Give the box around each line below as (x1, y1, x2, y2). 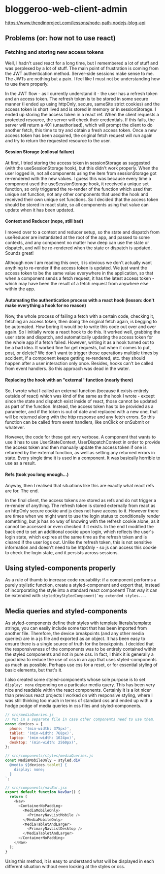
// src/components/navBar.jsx (5, 785, 67, 790)
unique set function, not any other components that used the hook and (5, 191, 149, 197)
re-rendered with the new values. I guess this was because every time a (5, 175, 151, 181)
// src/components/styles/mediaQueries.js (5, 753, 94, 758)
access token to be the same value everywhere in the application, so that (5, 270, 154, 276)
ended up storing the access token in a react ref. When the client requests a (5, 111, 159, 117)
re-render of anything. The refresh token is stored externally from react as (5, 503, 156, 508)
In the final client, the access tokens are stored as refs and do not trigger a (5, 497, 157, 503)
